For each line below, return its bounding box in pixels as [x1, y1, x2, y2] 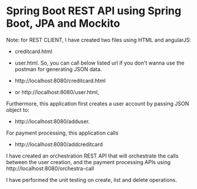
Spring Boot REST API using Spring [6, 4, 182, 18]
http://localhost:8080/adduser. [14, 117, 90, 125]
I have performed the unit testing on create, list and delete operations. [6, 176, 177, 183]
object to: [6, 106, 30, 113]
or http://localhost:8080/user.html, [14, 88, 100, 95]
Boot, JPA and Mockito [6, 17, 120, 30]
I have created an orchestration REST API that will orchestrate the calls [6, 152, 179, 159]
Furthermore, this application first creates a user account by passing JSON [6, 100, 189, 107]
